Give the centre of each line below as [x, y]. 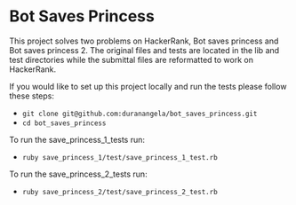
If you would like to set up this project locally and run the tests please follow [148, 86]
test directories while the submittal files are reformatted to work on [131, 59]
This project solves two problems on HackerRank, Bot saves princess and [144, 41]
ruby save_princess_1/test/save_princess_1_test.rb [120, 157]
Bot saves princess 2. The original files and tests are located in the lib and [144, 50]
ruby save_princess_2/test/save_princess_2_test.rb [120, 192]
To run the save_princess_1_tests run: [77, 139]
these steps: [32, 96]
